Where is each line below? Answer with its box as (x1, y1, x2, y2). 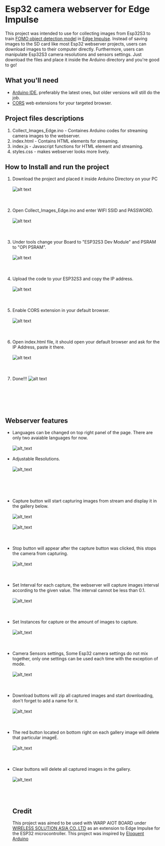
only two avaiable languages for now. (12, 435, 88, 441)
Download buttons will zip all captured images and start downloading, (12, 693, 154, 698)
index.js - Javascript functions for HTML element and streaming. (12, 143, 144, 149)
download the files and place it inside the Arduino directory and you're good (5, 56, 160, 62)
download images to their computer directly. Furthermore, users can (5, 46, 144, 52)
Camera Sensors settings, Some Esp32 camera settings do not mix (12, 650, 148, 656)
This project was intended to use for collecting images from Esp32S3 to (5, 30, 151, 36)
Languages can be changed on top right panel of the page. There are (12, 430, 153, 436)
